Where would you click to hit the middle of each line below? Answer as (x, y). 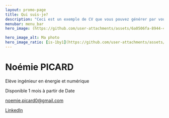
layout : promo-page (26, 10)
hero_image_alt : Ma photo (32, 38)
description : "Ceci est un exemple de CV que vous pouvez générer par (81, 19)
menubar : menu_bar (24, 24)
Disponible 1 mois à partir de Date (40, 90)
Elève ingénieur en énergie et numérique (47, 81)
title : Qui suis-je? (27, 15)
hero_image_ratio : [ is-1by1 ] (36, 42)
